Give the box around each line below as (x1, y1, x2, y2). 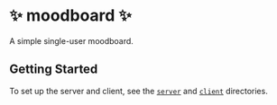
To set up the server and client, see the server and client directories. (9, 85, 268, 96)
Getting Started (9, 62, 98, 77)
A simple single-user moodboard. (9, 35, 134, 46)
